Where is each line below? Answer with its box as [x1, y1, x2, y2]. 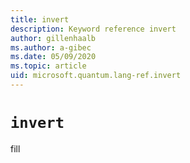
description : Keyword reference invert [10, 24, 177, 34]
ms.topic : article [10, 61, 87, 71]
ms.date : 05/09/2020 [10, 52, 97, 62]
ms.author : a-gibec [10, 42, 92, 53]
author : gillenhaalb [10, 33, 97, 43]
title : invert [10, 14, 70, 25]
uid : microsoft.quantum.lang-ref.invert [10, 71, 182, 81]
